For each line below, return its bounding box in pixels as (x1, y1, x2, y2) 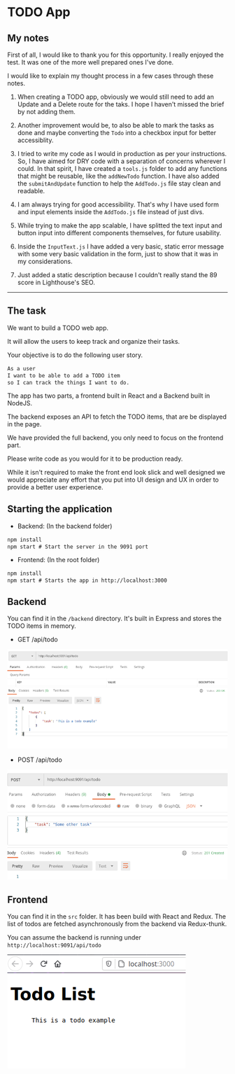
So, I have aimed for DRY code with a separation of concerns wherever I (17, 157, 226, 165)
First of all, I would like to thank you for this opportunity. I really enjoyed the (7, 50, 225, 59)
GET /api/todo (17, 635, 58, 644)
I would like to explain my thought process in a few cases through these (7, 71, 214, 80)
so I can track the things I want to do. (7, 379, 130, 386)
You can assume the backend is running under (7, 933, 141, 942)
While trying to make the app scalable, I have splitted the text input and (17, 221, 222, 230)
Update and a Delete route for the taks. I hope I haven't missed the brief (17, 100, 225, 109)
